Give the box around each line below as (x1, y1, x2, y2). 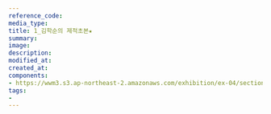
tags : (8, 86, 27, 95)
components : (8, 71, 48, 79)
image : (8, 42, 31, 50)
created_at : (8, 64, 48, 72)
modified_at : (8, 57, 52, 65)
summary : (8, 34, 38, 43)
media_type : (8, 19, 48, 27)
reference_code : (8, 11, 63, 20)
